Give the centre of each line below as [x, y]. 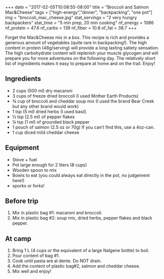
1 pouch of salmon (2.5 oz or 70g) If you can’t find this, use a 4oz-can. [83, 127]
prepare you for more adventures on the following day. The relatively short [80, 58]
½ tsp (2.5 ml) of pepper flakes [43, 117]
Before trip [22, 201]
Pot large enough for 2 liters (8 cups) [50, 165]
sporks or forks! [28, 185]
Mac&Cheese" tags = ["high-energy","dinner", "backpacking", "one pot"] [79, 12]
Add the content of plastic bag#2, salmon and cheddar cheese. [76, 266]
